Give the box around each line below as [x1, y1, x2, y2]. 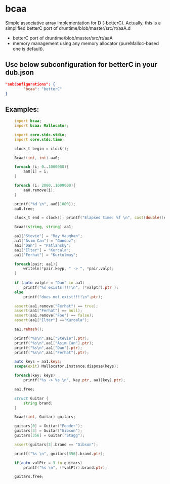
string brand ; [23, 401, 53, 406]
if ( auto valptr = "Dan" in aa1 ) [14, 280, 85, 286]
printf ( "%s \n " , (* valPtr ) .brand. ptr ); [23, 465, 108, 470]
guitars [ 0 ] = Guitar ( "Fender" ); [14, 423, 82, 429]
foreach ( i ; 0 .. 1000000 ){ [14, 164, 69, 169]
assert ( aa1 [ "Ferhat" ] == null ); [14, 308, 82, 314]
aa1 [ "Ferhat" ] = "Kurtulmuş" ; [14, 252, 78, 257]
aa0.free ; [14, 206, 35, 211]
